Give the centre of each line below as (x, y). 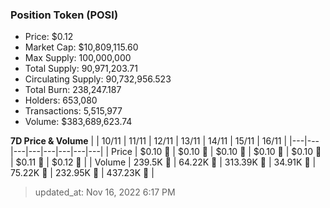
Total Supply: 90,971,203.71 (81, 69)
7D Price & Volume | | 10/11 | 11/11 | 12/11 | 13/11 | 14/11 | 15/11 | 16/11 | (149, 141)
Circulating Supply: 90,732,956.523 (98, 79)
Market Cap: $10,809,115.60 (81, 47)
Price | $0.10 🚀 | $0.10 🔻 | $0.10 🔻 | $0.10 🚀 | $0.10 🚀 (216, 152)
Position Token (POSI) (64, 15)
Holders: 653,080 (61, 100)
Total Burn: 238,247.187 (73, 90)
